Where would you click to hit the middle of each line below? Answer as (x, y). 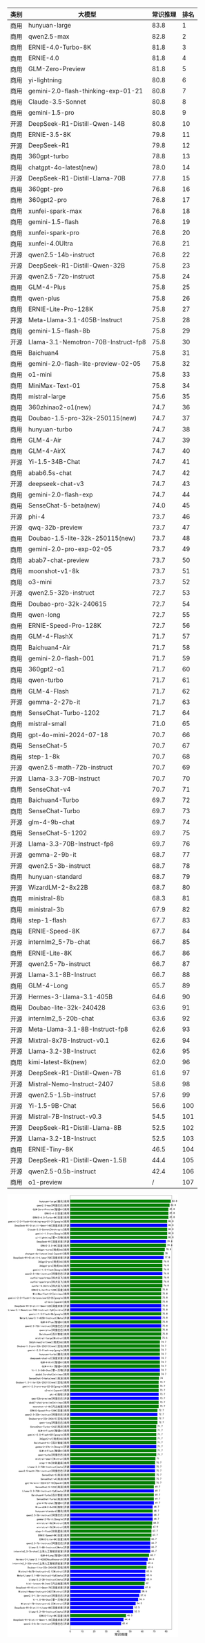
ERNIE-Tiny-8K (51, 1149)
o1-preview (46, 1182)
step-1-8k (44, 756)
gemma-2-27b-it (55, 702)
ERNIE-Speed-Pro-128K (65, 625)
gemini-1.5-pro (51, 113)
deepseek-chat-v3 (56, 483)
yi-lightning (45, 80)
